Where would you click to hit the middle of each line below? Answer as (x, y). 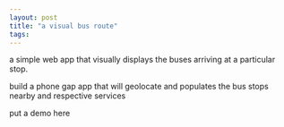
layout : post (34, 17)
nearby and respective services (68, 96)
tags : (19, 34)
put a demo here (40, 114)
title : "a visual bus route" (64, 26)
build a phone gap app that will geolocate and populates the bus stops (139, 87)
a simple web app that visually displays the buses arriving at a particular (142, 60)
